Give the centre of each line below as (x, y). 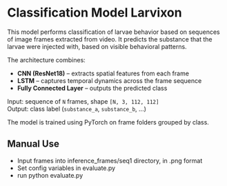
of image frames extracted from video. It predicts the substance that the (110, 39)
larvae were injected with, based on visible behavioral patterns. (97, 46)
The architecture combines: (47, 59)
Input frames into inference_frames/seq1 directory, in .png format (110, 160)
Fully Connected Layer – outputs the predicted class (92, 88)
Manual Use (33, 144)
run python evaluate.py (50, 175)
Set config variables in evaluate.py (66, 168)
